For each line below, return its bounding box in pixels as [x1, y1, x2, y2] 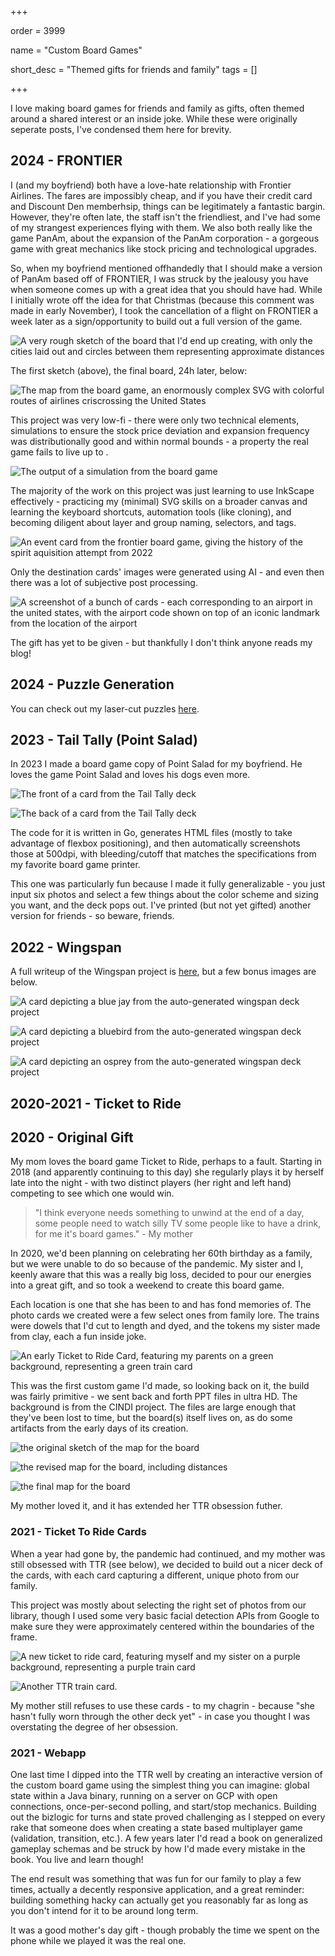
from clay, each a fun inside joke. [10, 1331, 147, 1343]
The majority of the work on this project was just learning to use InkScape [10, 484, 315, 496]
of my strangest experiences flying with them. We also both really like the [10, 221, 313, 233]
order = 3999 [10, 25, 66, 36]
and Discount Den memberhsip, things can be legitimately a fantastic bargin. [10, 200, 326, 212]
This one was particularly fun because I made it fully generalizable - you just [10, 878, 326, 890]
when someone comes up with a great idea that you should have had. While [10, 283, 323, 295]
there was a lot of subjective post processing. [10, 576, 198, 588]
